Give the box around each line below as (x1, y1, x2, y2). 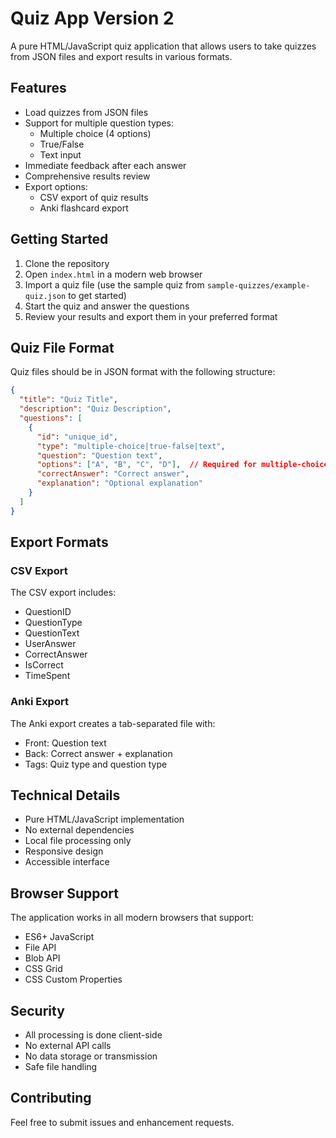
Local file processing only (24, 835, 132, 847)
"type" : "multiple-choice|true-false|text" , (36, 441, 226, 451)
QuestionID (24, 606, 72, 618)
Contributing (10, 1090, 92, 1107)
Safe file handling (24, 1061, 98, 1073)
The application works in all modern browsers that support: (10, 912, 255, 924)
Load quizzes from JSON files (24, 106, 149, 118)
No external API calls (24, 1040, 112, 1052)
